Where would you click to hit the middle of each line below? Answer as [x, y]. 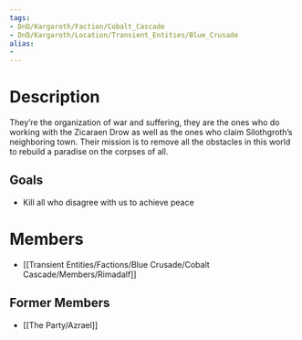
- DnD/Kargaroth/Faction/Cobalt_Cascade [88, 27]
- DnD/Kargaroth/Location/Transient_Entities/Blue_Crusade [124, 35]
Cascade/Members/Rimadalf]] [79, 274]
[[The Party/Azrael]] [60, 324]
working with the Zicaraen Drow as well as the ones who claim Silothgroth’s [151, 133]
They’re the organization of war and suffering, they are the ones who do [145, 122]
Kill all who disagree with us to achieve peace [108, 202]
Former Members [60, 303]
